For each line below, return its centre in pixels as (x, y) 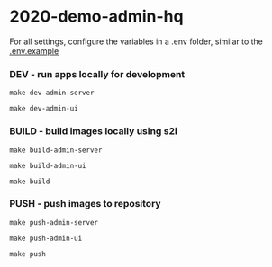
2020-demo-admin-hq (96, 17)
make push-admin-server (54, 222)
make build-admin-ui (48, 165)
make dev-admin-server (52, 93)
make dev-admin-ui (44, 109)
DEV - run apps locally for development (97, 74)
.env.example (34, 50)
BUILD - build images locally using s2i (93, 131)
